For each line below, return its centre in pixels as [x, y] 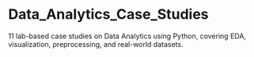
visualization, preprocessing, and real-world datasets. [96, 44]
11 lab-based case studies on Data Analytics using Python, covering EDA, [127, 36]
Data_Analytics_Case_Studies [108, 14]
